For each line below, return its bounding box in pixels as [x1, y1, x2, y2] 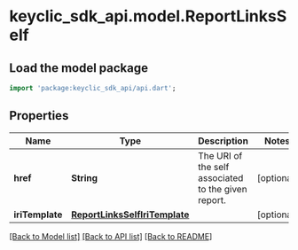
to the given [198, 183, 247, 195]
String [70, 171, 98, 184]
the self [198, 160, 230, 173]
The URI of [198, 149, 243, 161]
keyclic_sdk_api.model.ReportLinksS [9, 6, 287, 27]
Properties [9, 108, 69, 123]
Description [198, 135, 248, 147]
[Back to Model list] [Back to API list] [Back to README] [9, 230, 213, 241]
